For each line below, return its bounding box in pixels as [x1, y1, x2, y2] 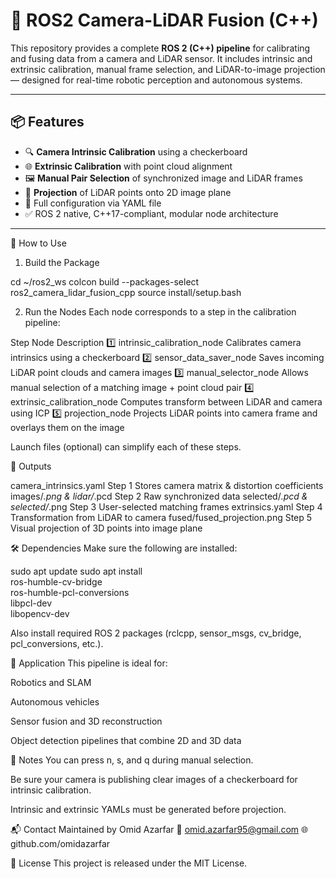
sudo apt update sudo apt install [10, 565, 143, 577]
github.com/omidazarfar [10, 837, 111, 849]
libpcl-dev [10, 597, 53, 609]
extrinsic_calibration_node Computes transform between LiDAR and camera [10, 395, 323, 408]
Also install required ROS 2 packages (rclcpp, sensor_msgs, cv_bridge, [10, 627, 302, 639]
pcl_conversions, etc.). [10, 637, 104, 649]
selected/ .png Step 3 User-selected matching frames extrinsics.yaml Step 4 [10, 500, 323, 513]
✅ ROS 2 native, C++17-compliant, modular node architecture [24, 207, 279, 219]
